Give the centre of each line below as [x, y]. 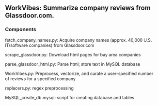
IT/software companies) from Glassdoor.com [50, 45]
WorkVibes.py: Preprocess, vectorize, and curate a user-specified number [79, 73]
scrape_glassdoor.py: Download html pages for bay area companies [73, 54]
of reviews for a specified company [40, 79]
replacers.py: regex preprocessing [39, 88]
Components [21, 30]
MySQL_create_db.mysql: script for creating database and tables [70, 97]
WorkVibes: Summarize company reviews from [78, 8]
